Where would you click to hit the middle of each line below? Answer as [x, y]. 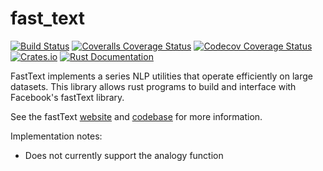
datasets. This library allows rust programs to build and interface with [153, 86]
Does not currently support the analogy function [124, 155]
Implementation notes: [56, 136]
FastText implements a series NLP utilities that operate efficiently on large [161, 76]
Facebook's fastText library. [67, 97]
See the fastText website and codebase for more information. [136, 116]
